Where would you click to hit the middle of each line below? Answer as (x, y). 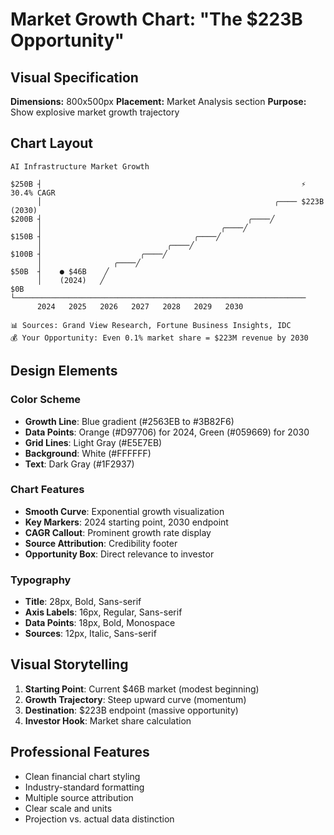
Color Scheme (46, 400)
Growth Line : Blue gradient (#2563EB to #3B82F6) (129, 421)
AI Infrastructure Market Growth (80, 166)
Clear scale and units (68, 808)
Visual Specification (74, 77)
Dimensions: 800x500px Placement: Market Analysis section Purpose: (158, 101)
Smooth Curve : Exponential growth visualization (124, 511)
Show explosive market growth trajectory (95, 112)
